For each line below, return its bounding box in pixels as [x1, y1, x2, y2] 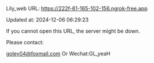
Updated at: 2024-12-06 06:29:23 [6, 16, 89, 23]
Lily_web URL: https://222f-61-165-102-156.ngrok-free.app [6, 5, 148, 12]
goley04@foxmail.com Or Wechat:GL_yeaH [6, 50, 111, 57]
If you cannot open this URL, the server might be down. [6, 27, 140, 34]
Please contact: [6, 39, 44, 45]
